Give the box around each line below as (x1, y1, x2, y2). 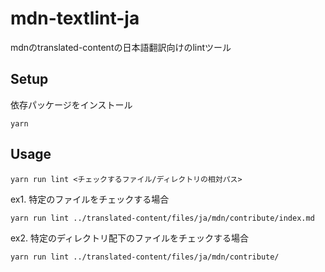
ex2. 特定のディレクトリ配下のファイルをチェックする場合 (10, 232, 250, 244)
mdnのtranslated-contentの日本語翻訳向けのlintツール (10, 41, 232, 53)
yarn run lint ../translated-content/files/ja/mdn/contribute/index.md (10, 213, 315, 223)
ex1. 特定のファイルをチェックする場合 (10, 193, 170, 205)
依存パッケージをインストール (10, 98, 133, 111)
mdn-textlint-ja (10, 7, 140, 30)
